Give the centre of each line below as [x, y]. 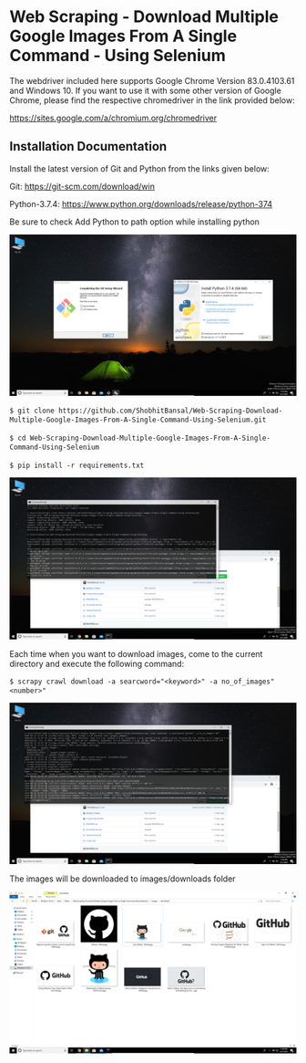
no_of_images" [248, 682]
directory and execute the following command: [97, 663]
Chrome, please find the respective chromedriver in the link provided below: [152, 100]
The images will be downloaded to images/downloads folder [122, 879]
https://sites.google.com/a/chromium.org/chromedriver [113, 118]
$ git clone [32, 411]
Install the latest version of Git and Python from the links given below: [140, 168]
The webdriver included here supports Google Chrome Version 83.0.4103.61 [152, 80]
